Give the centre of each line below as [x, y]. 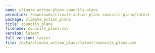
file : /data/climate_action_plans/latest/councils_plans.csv [71, 43]
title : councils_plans [29, 24]
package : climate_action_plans [38, 19]
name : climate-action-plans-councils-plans [52, 10]
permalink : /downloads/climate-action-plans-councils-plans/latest [78, 15]
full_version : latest [28, 38]
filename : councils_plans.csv [37, 29]
